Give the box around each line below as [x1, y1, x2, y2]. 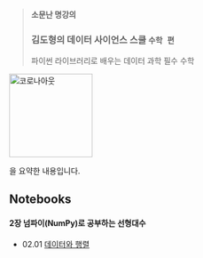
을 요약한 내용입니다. [9, 165, 81, 176]
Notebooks [9, 192, 72, 207]
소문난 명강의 [30, 9, 77, 20]
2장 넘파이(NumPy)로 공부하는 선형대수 [9, 217, 146, 228]
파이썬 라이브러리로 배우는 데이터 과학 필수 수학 [30, 55, 195, 66]
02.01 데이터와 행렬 [21, 239, 90, 250]
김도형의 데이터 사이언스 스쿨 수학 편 [30, 33, 175, 45]
